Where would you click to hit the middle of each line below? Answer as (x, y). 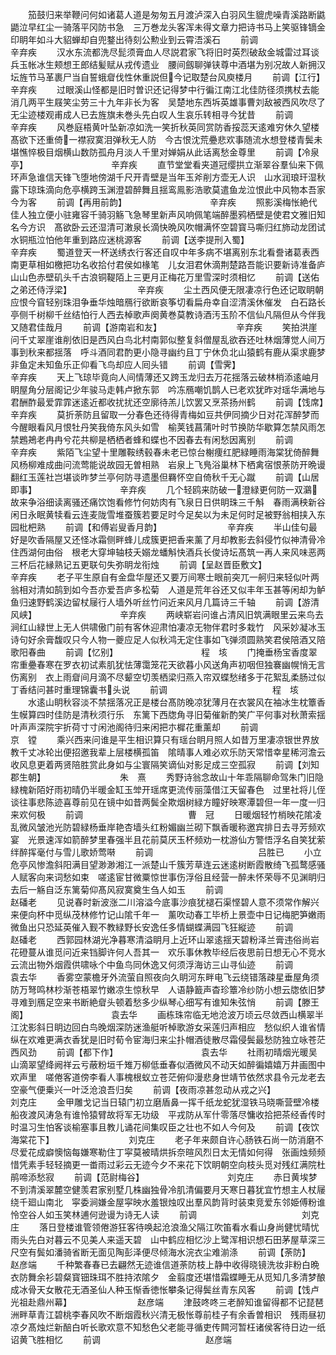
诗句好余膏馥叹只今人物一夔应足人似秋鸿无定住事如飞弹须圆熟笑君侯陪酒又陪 (168, 639)
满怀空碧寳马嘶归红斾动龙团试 (264, 227)
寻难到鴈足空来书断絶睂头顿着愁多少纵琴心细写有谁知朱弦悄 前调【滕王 (165, 1002)
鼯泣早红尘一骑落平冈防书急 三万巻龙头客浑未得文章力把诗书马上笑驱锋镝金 (168, 27)
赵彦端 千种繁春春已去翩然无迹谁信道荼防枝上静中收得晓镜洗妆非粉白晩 (165, 1264)
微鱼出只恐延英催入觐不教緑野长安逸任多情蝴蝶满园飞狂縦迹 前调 (151, 927)
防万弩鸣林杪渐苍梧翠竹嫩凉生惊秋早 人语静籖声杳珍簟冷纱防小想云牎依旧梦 (168, 989)
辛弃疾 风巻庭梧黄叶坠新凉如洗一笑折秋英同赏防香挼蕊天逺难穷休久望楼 (165, 127)
